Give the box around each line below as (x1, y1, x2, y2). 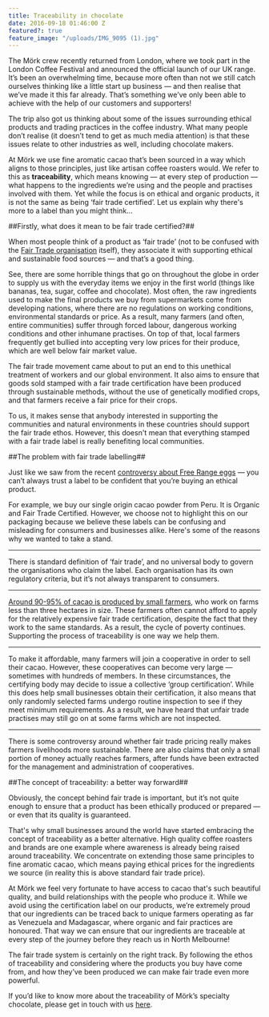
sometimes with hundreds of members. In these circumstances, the (8, 671, 231, 681)
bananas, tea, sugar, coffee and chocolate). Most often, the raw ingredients (8, 286, 257, 296)
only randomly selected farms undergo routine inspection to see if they (8, 697, 243, 707)
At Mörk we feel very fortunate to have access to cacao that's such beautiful (8, 883, 261, 893)
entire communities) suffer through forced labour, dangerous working (8, 321, 238, 330)
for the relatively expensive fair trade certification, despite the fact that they (8, 614, 258, 624)
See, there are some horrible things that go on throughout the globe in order (8, 270, 259, 279)
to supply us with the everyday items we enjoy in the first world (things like (8, 278, 255, 288)
